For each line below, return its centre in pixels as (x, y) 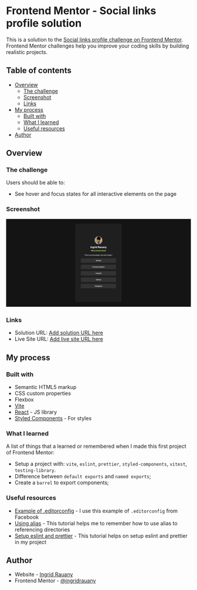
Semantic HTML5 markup (45, 387)
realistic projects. (27, 52)
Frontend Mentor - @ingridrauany (55, 581)
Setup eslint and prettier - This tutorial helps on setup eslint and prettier (101, 535)
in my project (30, 542)
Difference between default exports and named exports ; (83, 477)
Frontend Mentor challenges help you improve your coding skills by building (98, 46)
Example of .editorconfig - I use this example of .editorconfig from (96, 511)
